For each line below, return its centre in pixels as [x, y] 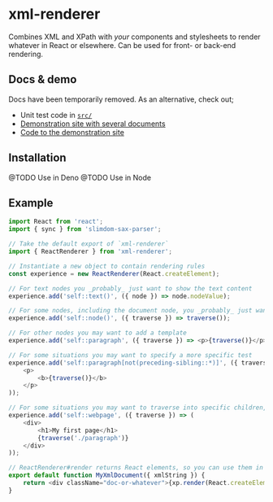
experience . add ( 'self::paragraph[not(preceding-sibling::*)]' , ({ [123, 363]
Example [31, 203]
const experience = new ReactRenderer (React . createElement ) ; [114, 273]
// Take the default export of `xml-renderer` [89, 244]
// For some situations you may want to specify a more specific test [130, 355]
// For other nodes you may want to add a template [97, 333]
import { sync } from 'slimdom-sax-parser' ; [85, 229]
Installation [37, 158]
